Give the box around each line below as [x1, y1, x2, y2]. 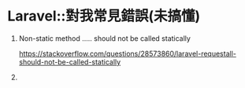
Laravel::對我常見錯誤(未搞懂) [7, 7, 201, 25]
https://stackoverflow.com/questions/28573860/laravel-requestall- [18, 49, 237, 58]
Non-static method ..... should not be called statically [18, 33, 191, 43]
